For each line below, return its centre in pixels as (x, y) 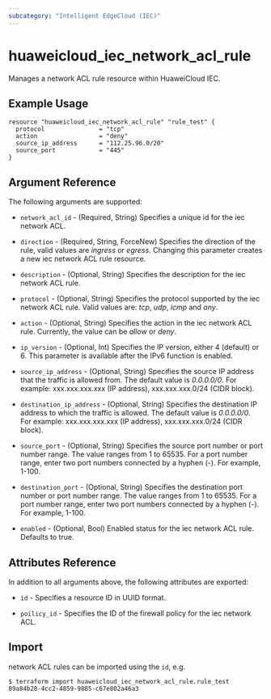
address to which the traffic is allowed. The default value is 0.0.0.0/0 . (135, 413)
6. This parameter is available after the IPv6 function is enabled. (126, 356)
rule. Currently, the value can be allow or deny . (98, 331)
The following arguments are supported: (76, 202)
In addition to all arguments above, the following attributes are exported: (129, 582)
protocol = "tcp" (70, 129)
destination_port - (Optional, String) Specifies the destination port (131, 487)
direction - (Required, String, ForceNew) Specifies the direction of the (138, 242)
